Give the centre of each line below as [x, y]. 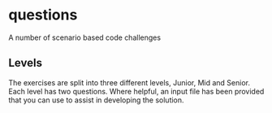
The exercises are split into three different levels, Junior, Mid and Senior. [129, 82]
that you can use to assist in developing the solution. [96, 100]
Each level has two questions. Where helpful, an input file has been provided [136, 91]
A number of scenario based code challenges [84, 37]
